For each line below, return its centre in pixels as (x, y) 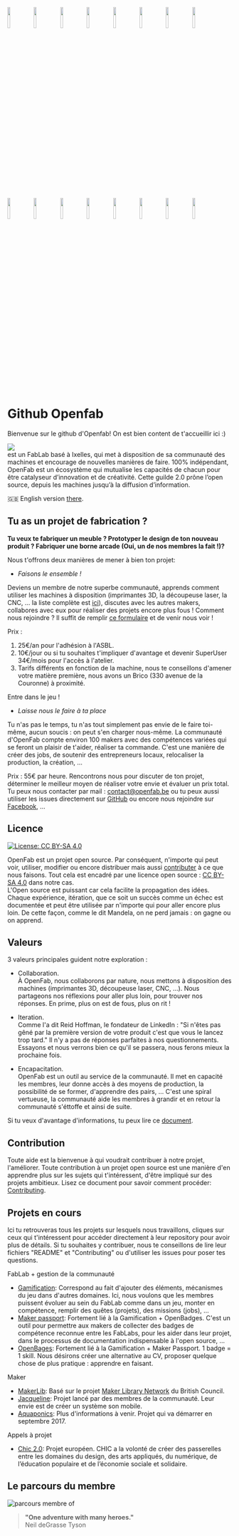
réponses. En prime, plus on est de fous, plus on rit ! (94, 1004)
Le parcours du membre (62, 1487)
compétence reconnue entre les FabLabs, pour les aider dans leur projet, (124, 1333)
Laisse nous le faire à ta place (62, 710)
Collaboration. (38, 973)
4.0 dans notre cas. (46, 882)
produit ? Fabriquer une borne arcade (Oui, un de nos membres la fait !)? (116, 546)
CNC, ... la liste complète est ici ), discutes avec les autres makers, (104, 602)
